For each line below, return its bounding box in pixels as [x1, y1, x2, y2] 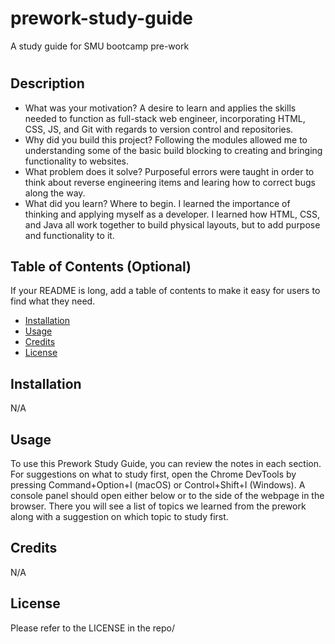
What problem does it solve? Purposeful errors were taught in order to [24, 165, 315, 177]
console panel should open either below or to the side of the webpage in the [10, 489, 325, 501]
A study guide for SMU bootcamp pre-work [10, 40, 190, 52]
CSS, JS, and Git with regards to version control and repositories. [24, 123, 294, 135]
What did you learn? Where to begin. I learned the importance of [24, 197, 291, 209]
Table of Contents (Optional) [10, 258, 192, 275]
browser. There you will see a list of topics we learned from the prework [10, 500, 307, 512]
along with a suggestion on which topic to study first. [10, 510, 229, 522]
